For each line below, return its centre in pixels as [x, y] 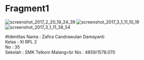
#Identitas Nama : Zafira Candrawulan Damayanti [55, 37]
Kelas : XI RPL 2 [21, 41]
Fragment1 [27, 9]
